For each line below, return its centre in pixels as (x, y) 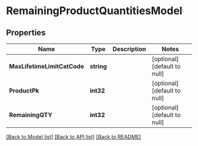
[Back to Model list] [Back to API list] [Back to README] (74, 137)
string (98, 66)
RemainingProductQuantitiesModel (94, 11)
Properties (26, 33)
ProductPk (24, 91)
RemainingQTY (31, 115)
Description (129, 49)
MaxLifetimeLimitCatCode (47, 66)
